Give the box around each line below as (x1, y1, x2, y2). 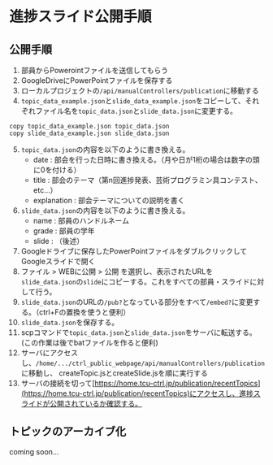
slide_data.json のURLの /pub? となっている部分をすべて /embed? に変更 (20, 298, 253, 306)
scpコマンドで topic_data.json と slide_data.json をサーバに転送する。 (20, 328, 257, 337)
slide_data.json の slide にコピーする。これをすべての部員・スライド (20, 277, 250, 286)
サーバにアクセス (20, 348, 78, 358)
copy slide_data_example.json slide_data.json (9, 129, 170, 137)
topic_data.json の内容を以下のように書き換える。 (20, 145, 190, 154)
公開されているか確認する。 (49, 399, 143, 408)
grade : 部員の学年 (32, 226, 95, 236)
